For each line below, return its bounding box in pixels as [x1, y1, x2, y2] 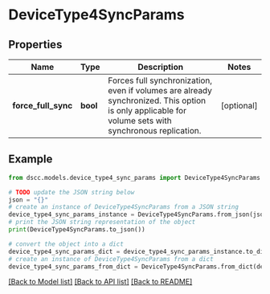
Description [137, 62, 183, 72]
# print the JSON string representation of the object [8, 218, 196, 227]
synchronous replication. [108, 125, 202, 136]
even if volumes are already [108, 85, 213, 96]
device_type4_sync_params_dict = [8, 247, 121, 255]
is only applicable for [108, 105, 187, 116]
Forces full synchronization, [108, 75, 213, 86]
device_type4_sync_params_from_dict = [8, 263, 138, 271]
